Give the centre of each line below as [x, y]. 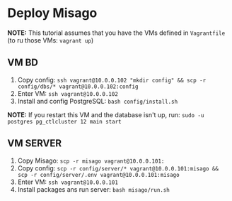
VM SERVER [35, 143]
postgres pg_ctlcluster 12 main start [64, 121]
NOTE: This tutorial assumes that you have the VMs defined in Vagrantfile [116, 33]
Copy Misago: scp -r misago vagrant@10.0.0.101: [91, 161]
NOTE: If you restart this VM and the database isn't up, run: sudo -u [106, 114]
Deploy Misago [52, 13]
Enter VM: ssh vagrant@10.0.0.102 [68, 93]
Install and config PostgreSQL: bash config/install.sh [98, 101]
